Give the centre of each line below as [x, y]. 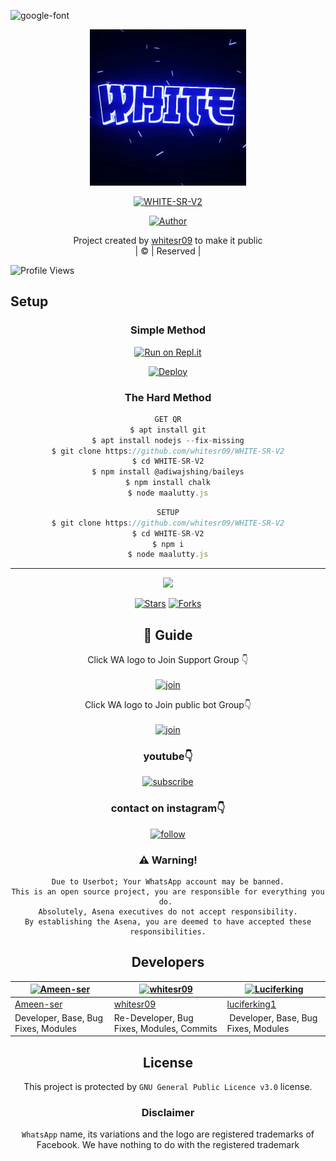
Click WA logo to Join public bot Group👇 [168, 705]
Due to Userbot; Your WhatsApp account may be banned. [168, 882]
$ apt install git [168, 430]
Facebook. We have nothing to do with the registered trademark [168, 1145]
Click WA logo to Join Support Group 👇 [168, 660]
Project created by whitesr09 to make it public [168, 240]
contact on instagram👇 [168, 808]
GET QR [168, 419]
